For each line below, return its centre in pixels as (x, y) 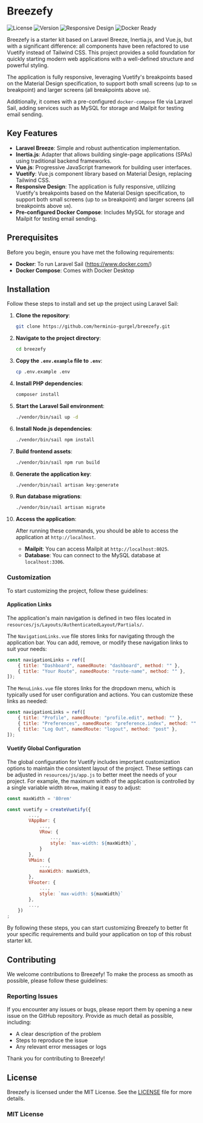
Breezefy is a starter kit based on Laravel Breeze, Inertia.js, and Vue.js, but (100, 39)
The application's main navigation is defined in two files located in (89, 618)
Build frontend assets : (44, 451)
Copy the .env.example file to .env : (59, 361)
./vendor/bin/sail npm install (55, 439)
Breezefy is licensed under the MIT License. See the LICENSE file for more (99, 1092)
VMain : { (40, 860)
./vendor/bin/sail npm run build (58, 462)
